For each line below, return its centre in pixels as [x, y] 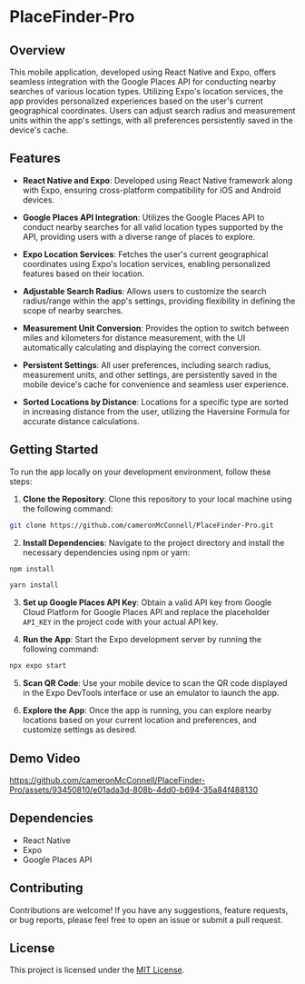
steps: [21, 481]
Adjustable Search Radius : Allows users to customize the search [144, 291]
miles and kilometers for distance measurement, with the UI [134, 337]
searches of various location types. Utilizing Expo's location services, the [147, 91]
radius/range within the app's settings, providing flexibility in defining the [159, 301]
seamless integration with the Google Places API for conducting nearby [143, 82]
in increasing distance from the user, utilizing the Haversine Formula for [156, 412]
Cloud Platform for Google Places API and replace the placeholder [146, 612]
